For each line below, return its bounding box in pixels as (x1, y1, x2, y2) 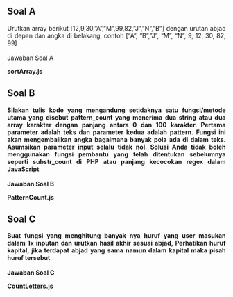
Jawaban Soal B (7, 179, 54, 188)
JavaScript (7, 165, 40, 173)
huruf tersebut (7, 254, 51, 262)
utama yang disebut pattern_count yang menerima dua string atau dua (7, 113, 226, 121)
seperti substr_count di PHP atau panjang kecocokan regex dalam (7, 157, 226, 166)
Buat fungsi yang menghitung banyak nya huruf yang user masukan (7, 232, 226, 240)
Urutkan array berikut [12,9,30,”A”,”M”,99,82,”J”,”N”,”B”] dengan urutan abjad (7, 24, 226, 32)
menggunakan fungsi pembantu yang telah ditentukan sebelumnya (7, 150, 226, 159)
